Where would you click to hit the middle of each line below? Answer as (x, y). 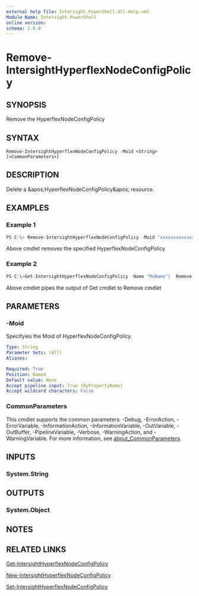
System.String (28, 473)
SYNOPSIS (26, 105)
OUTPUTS (25, 493)
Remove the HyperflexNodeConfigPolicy (55, 119)
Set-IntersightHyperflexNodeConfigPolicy (57, 587)
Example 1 (21, 225)
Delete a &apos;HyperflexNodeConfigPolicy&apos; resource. (80, 189)
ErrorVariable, (23, 425)
